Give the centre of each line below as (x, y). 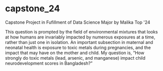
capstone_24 (33, 9)
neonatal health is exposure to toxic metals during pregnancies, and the (78, 47)
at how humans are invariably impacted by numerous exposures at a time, (80, 37)
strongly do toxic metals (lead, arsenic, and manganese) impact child (75, 58)
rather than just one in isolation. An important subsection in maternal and (79, 42)
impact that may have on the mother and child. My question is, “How (75, 53)
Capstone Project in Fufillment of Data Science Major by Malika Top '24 (78, 22)
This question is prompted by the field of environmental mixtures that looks (81, 32)
